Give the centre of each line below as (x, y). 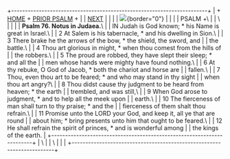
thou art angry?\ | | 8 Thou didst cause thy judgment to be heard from (106, 84)
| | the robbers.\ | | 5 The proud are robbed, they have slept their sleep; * (110, 55)
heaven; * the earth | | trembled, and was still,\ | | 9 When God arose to (107, 91)
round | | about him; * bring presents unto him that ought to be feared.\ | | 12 (115, 121)
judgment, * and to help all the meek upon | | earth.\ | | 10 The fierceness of (114, 99)
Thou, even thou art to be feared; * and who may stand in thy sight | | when (114, 77)
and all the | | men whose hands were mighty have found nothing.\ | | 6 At (111, 62)
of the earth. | (26, 135)
